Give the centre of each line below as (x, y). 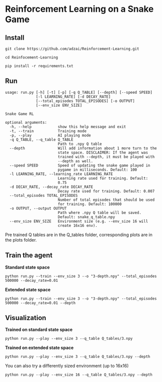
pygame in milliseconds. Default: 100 (97, 170)
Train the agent (29, 256)
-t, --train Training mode (48, 131)
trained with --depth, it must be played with (106, 157)
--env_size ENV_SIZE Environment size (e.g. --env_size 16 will (79, 221)
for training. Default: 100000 (90, 204)
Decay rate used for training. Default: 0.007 (106, 191)
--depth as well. (75, 161)
